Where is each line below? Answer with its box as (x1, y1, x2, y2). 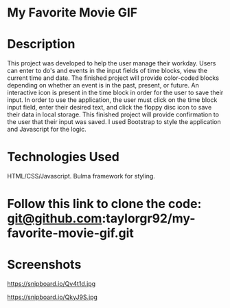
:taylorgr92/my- (102, 211, 196, 227)
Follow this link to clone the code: (7, 196, 202, 212)
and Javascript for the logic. (7, 125, 87, 134)
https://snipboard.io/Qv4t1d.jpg (7, 280, 96, 288)
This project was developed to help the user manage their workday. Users (7, 59, 216, 68)
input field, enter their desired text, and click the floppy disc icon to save (7, 103, 212, 112)
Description (7, 37, 76, 52)
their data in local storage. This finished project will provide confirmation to (7, 110, 220, 119)
